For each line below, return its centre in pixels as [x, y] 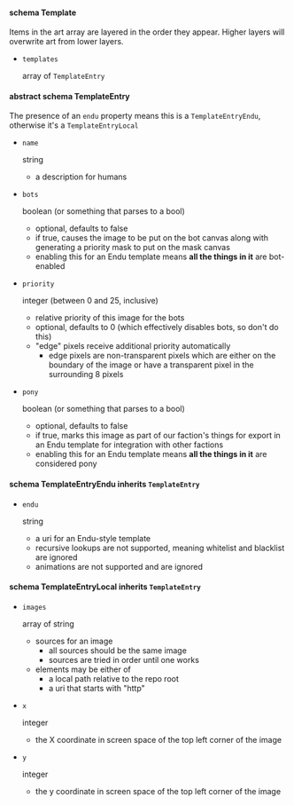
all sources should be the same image [118, 650]
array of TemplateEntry [63, 76]
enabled [50, 266]
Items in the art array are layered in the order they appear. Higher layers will [147, 32]
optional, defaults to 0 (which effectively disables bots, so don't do [157, 328]
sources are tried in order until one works [124, 659]
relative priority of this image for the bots [110, 318]
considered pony [66, 464]
